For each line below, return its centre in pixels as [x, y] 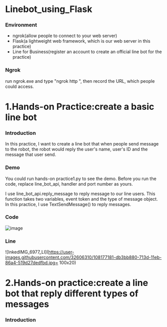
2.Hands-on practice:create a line [77, 283]
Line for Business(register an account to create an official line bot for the [87, 52]
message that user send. [31, 154]
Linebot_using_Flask [49, 9]
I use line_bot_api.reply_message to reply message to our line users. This [80, 194]
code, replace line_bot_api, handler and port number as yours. [69, 184]
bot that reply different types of [72, 294]
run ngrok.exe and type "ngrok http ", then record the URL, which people [80, 81]
